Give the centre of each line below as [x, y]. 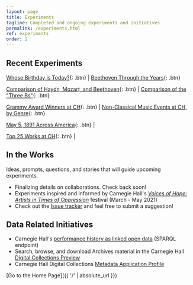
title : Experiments [30, 17]
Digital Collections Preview [47, 258]
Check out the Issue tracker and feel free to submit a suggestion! [94, 206]
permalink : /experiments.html [44, 28]
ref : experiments [28, 34]
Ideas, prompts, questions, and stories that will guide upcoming [83, 169]
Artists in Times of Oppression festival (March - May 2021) [86, 199]
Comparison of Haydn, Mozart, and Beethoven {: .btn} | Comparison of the [96, 89]
